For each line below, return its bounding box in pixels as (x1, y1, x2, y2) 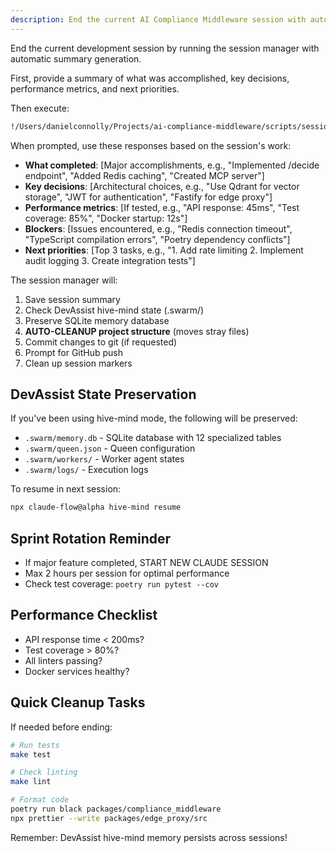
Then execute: (10, 102, 70, 114)
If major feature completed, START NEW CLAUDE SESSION (24, 557, 269, 568)
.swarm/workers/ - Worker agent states (24, 453, 185, 465)
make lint (10, 777, 52, 787)
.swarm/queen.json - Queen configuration (24, 442, 196, 455)
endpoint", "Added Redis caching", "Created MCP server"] (24, 169, 265, 181)
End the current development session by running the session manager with (10, 42, 320, 54)
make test (10, 749, 52, 760)
